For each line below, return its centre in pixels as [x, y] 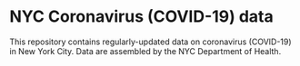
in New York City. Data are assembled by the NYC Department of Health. [145, 51]
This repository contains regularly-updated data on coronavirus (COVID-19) [151, 42]
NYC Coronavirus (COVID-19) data [142, 17]
